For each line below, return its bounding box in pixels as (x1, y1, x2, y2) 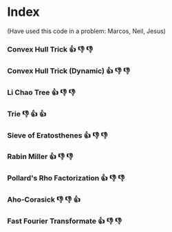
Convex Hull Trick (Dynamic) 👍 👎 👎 (7, 66, 131, 76)
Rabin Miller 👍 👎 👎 (7, 152, 74, 162)
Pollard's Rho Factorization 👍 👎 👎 (7, 173, 125, 183)
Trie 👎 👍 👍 (7, 109, 47, 118)
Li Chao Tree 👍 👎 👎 (7, 87, 76, 97)
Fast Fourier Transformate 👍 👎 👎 (7, 216, 122, 226)
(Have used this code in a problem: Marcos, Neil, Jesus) (7, 27, 166, 35)
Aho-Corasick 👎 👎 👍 (7, 195, 81, 204)
